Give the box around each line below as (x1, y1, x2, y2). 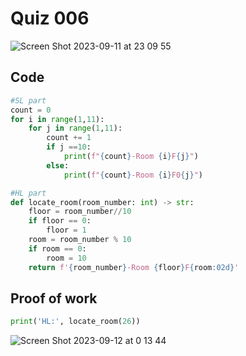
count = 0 (10, 105, 52, 115)
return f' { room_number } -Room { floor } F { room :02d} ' (28, 262, 240, 272)
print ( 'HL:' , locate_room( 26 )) (10, 317, 141, 327)
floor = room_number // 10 (28, 207, 132, 217)
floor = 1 (46, 225, 87, 236)
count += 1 (46, 133, 92, 143)
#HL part (10, 188, 47, 198)
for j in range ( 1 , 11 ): (28, 123, 123, 134)
